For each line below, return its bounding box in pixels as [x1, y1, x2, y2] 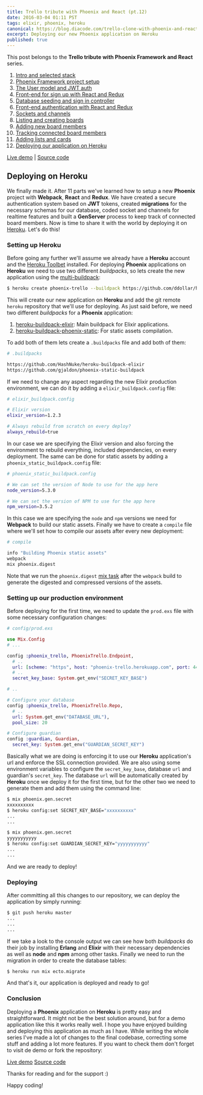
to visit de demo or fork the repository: [7, 1046, 103, 1053]
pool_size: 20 [12, 719, 48, 726]
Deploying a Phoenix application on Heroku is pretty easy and [7, 1008, 161, 1015]
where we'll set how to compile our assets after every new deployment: [7, 527, 184, 535]
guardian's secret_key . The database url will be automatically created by [7, 772, 189, 779]
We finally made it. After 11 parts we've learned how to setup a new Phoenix [7, 187, 195, 194]
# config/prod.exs [7, 626, 53, 632]
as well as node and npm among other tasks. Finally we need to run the [7, 950, 185, 957]
